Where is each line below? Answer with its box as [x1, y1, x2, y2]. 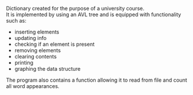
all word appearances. [6, 83, 59, 89]
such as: [6, 17, 27, 24]
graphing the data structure [14, 65, 80, 72]
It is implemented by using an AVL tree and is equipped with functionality [6, 11, 181, 18]
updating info [14, 35, 47, 41]
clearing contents [14, 53, 57, 60]
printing [14, 59, 34, 66]
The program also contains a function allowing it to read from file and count [6, 76, 188, 83]
